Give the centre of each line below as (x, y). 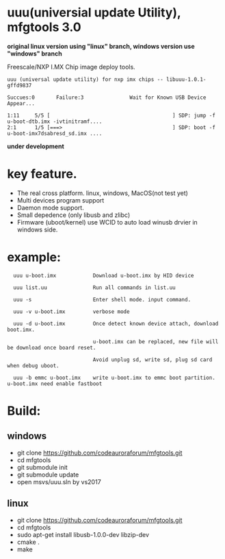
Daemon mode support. (50, 207)
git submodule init (42, 467)
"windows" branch (35, 54)
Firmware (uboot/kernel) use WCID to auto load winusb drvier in (107, 222)
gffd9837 (19, 85)
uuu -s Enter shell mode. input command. (102, 299)
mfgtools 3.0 (44, 27)
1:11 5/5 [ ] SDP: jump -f (111, 115)
